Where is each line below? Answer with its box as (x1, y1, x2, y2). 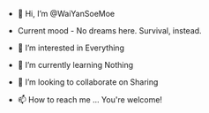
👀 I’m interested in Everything (17, 42, 125, 53)
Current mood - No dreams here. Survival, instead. (17, 26, 202, 35)
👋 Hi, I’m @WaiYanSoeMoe (17, 9, 116, 19)
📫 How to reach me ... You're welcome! (17, 94, 163, 105)
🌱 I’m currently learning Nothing (17, 60, 134, 70)
